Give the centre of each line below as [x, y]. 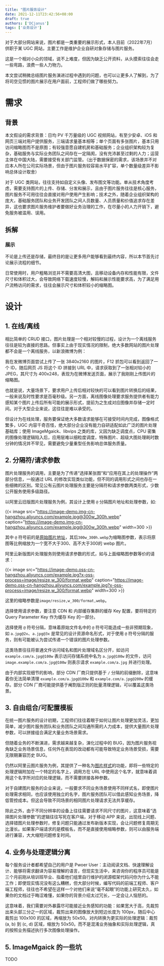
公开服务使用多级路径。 [29, 491]
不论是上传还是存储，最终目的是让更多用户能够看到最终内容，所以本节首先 [80, 256]
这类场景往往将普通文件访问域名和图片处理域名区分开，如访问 [67, 650]
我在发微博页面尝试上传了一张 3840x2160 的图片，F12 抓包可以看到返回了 [79, 361]
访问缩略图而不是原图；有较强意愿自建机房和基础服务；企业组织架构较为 [78, 148]
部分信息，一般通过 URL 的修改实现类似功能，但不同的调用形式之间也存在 [79, 479]
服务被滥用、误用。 [28, 213]
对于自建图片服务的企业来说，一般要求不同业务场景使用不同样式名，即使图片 [82, 788]
